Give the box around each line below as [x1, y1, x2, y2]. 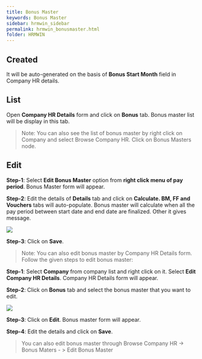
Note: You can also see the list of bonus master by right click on [21, 129, 182, 136]
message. [6, 214, 31, 221]
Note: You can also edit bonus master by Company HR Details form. [21, 249, 192, 257]
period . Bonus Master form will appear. [6, 183, 105, 190]
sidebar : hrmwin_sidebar [6, 20, 70, 26]
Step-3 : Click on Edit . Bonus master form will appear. [6, 316, 141, 323]
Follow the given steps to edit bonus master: [21, 256, 133, 263]
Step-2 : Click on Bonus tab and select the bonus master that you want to [6, 286, 191, 294]
